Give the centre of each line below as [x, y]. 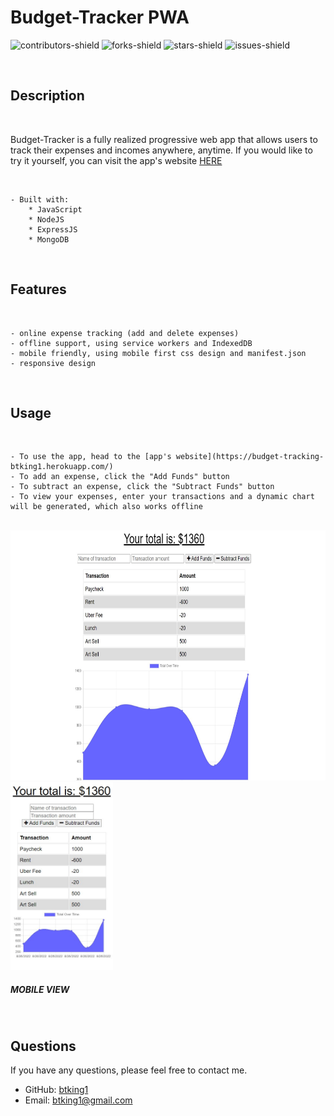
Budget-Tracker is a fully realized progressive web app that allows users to [164, 139]
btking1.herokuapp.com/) [62, 467]
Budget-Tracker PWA [100, 17]
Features [38, 289]
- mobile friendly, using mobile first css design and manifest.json [158, 353]
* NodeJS [46, 219]
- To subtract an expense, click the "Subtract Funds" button [142, 487]
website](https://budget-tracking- [250, 457]
